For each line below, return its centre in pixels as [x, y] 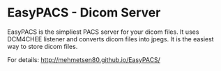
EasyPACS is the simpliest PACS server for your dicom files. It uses [103, 32]
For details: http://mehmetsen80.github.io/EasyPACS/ [84, 59]
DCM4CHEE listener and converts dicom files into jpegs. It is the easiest [110, 39]
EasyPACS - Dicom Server [84, 13]
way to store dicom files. [43, 46]
